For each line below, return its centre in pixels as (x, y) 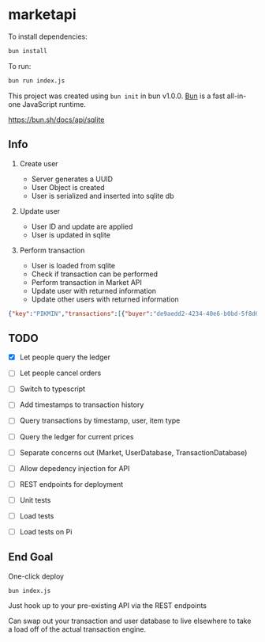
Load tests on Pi (46, 531)
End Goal (31, 557)
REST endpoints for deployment (71, 484)
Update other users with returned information (105, 299)
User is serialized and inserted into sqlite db (103, 196)
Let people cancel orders (60, 373)
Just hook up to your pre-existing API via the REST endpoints (108, 605)
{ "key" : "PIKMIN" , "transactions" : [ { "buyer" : (81, 313)
